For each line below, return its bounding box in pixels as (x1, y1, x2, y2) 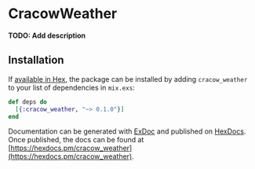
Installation (8, 53, 64, 67)
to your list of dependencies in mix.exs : (8, 83, 135, 92)
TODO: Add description (8, 31, 86, 40)
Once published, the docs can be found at (8, 135, 144, 145)
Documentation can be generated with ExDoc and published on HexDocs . (8, 127, 246, 136)
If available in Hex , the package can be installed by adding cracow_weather (8, 74, 248, 83)
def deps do (8, 97, 47, 106)
